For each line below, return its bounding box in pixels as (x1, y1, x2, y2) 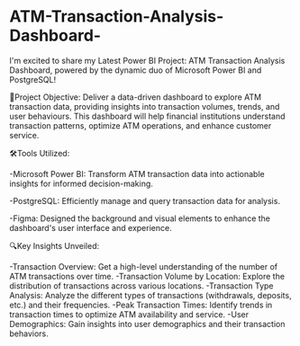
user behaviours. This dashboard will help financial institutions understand (9, 111, 286, 121)
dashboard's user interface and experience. (9, 222, 173, 233)
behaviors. (9, 328, 50, 339)
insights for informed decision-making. (9, 178, 153, 189)
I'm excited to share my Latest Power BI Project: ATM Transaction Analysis (9, 55, 286, 66)
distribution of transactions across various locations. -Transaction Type (9, 280, 274, 291)
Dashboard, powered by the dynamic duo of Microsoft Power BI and (9, 65, 262, 75)
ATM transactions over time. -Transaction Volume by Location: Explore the (9, 271, 286, 281)
